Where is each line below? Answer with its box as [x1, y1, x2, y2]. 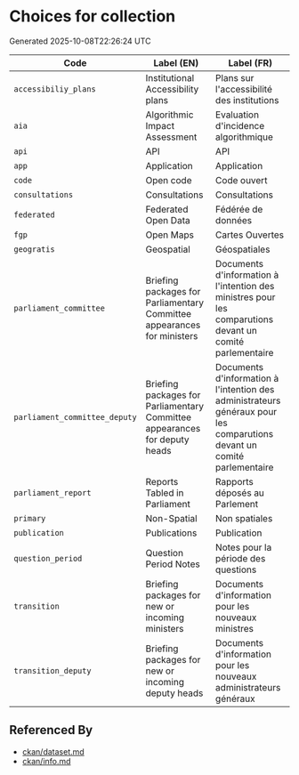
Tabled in [145, 487, 184, 499]
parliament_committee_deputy [13, 412, 137, 422]
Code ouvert [214, 174, 268, 186]
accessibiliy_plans [13, 84, 96, 94]
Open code [145, 174, 192, 186]
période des [214, 552, 266, 564]
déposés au [214, 487, 265, 499]
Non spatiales [214, 512, 273, 524]
